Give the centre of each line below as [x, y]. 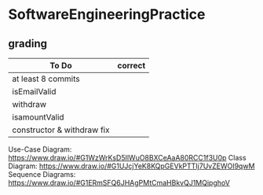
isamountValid [38, 117]
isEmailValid [34, 92]
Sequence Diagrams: [42, 174]
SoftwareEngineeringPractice [107, 15]
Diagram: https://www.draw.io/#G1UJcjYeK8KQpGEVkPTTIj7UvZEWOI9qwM [131, 166]
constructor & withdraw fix [61, 130]
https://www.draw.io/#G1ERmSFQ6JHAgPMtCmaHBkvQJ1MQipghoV [119, 183]
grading [27, 44]
